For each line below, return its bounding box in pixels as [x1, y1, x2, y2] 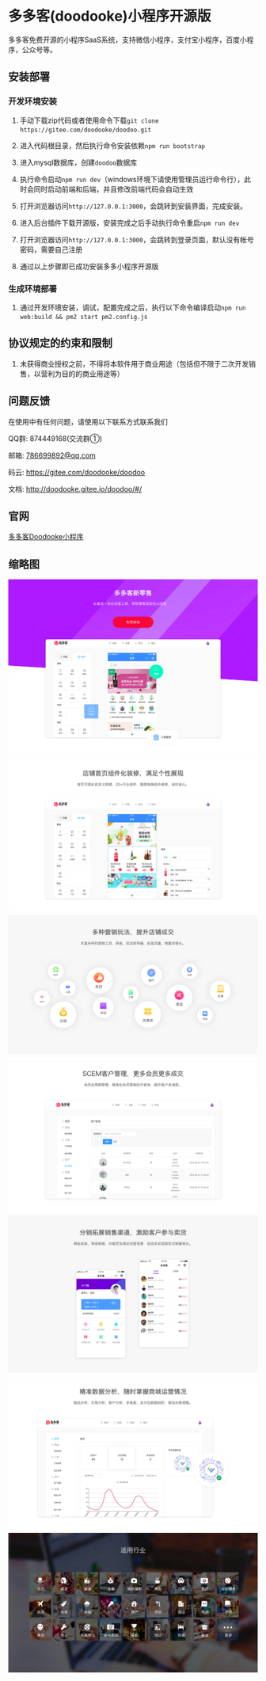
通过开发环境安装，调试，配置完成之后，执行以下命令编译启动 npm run [19, 302, 246, 312]
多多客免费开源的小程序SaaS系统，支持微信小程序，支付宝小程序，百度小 [8, 35, 247, 44]
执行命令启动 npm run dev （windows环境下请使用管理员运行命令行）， [19, 174, 245, 184]
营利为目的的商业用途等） [40, 369, 124, 378]
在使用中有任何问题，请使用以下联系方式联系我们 [8, 416, 168, 426]
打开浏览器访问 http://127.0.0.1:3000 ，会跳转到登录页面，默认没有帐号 [19, 234, 255, 244]
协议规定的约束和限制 [8, 337, 112, 350]
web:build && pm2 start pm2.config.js [19, 313, 148, 321]
